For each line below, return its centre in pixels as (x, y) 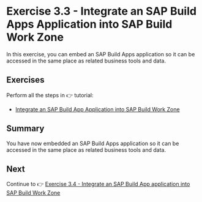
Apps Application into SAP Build (89, 24)
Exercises (25, 80)
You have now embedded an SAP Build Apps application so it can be (93, 143)
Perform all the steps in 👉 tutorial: (50, 95)
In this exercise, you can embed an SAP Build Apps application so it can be (101, 54)
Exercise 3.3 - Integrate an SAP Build (102, 11)
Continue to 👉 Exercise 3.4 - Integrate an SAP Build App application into (98, 184)
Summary (25, 129)
